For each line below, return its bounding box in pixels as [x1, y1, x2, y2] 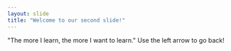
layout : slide [7, 10, 50, 17]
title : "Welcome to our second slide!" [7, 17, 126, 24]
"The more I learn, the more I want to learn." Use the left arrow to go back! [7, 36, 225, 44]
